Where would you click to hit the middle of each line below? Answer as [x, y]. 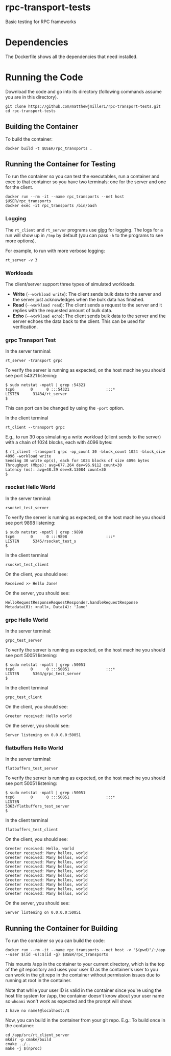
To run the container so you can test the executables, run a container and [82, 177]
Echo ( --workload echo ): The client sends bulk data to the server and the [89, 316]
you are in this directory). [32, 97]
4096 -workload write [28, 456]
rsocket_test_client [27, 564]
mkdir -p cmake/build [28, 1040]
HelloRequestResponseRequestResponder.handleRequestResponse [72, 602]
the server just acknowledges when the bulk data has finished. [78, 300]
